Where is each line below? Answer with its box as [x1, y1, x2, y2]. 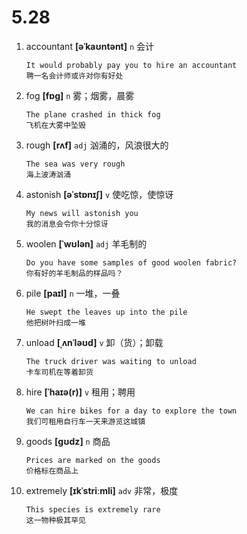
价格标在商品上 [25, 466, 79, 476]
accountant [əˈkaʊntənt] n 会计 [25, 40, 155, 52]
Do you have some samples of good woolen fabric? [25, 257, 238, 268]
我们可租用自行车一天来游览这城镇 [25, 416, 146, 426]
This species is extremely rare [25, 504, 161, 515]
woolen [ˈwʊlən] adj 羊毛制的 [25, 237, 148, 250]
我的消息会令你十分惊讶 [25, 219, 109, 229]
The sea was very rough [25, 159, 126, 169]
